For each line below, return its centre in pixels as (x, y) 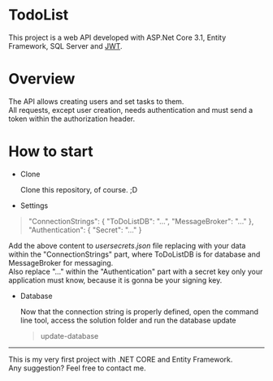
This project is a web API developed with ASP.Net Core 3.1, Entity (117, 37)
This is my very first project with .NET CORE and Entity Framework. (121, 359)
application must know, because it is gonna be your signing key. (115, 280)
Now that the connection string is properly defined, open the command (139, 311)
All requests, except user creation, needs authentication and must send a (131, 110)
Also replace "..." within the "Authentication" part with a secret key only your (136, 271)
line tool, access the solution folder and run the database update (128, 320)
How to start (51, 152)
